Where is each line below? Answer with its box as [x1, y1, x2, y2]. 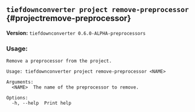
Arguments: [6, 79, 34, 86]
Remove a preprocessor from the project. [6, 58, 112, 64]
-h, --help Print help [11, 100, 71, 107]
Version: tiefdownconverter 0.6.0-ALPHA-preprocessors [6, 29, 146, 36]
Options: [6, 95, 28, 101]
